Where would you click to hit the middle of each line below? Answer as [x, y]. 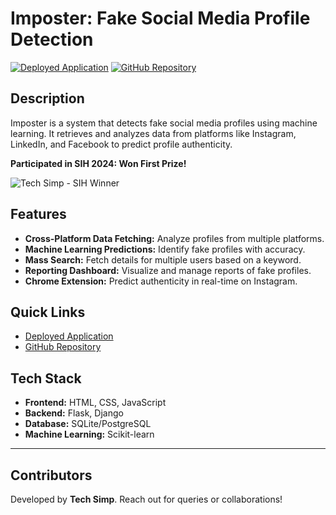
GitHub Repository [63, 347]
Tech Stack [46, 378]
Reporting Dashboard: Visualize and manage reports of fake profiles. [168, 270]
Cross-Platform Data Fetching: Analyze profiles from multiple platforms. [174, 238]
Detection [52, 39]
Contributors [51, 475]
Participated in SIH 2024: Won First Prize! [98, 163]
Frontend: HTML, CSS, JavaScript [95, 403]
